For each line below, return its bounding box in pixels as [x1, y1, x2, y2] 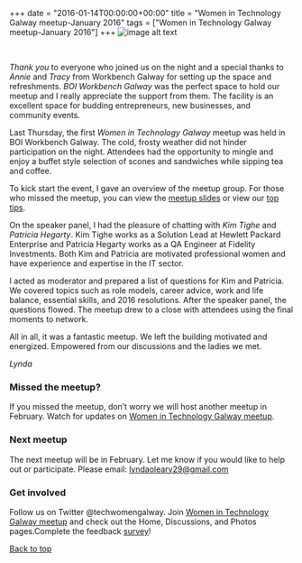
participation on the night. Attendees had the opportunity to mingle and [9, 146, 273, 157]
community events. [9, 110, 81, 120]
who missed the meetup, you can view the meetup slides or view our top [9, 193, 279, 203]
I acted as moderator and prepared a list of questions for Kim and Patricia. [9, 275, 285, 286]
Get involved [9, 486, 66, 499]
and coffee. [9, 166, 52, 176]
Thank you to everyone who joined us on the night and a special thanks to [9, 62, 284, 72]
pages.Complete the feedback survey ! [9, 525, 151, 536]
